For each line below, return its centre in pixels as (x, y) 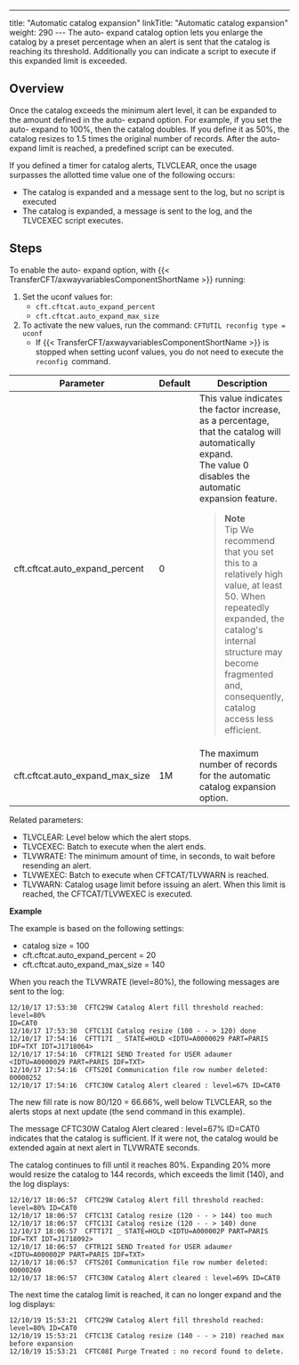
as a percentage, (234, 420)
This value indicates (241, 398)
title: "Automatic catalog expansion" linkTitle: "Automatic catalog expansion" (149, 23)
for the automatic (235, 776)
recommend (250, 540)
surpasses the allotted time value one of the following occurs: (122, 175)
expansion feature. (238, 498)
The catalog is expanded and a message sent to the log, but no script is (153, 191)
